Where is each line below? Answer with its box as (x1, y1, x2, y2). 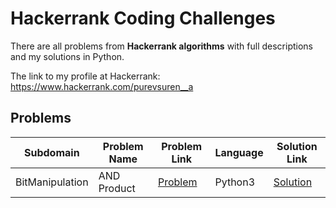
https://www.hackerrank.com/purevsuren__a (10, 80, 194, 92)
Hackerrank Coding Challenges (10, 7, 276, 30)
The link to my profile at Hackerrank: (10, 70, 161, 82)
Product (98, 181, 136, 195)
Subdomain (24, 145, 80, 159)
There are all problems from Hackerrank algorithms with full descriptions (10, 40, 313, 52)
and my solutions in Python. (10, 50, 125, 62)
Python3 (214, 175, 256, 189)
